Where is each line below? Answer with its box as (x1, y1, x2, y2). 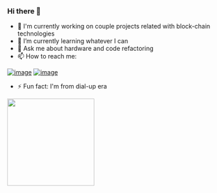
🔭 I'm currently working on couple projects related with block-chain (17, 22, 211, 31)
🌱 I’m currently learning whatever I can (17, 37, 129, 45)
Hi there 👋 (7, 6, 42, 16)
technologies (17, 29, 55, 38)
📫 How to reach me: (17, 52, 77, 61)
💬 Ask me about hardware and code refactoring (17, 45, 154, 53)
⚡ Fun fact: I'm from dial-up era (17, 82, 108, 91)
